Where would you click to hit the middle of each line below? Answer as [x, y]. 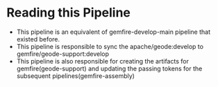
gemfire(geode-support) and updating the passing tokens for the [109, 68]
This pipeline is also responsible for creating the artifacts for [102, 61]
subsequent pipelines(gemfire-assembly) [75, 76]
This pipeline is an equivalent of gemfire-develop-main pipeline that [114, 32]
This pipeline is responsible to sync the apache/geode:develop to [110, 46]
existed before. [38, 39]
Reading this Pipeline [69, 13]
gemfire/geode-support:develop [62, 54]
